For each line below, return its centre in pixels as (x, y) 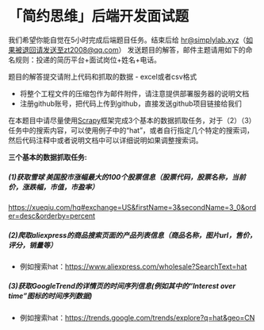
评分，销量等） (33, 245)
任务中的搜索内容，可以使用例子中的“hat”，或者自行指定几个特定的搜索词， (131, 130)
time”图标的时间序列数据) (50, 296)
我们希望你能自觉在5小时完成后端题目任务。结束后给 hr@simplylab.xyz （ (127, 40)
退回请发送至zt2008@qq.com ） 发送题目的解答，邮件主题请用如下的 (134, 49)
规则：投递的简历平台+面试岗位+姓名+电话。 (88, 60)
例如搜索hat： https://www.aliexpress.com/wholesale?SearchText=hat (133, 266)
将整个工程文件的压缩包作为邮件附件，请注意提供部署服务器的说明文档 (134, 93)
